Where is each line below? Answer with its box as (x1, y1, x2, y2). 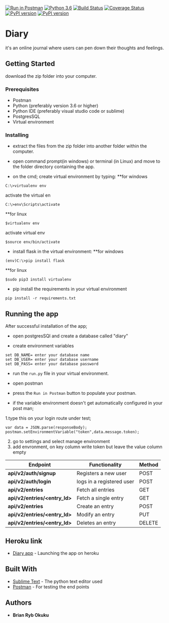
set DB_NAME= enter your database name (5, 353, 90, 358)
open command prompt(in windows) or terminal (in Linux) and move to (12, 158, 161, 165)
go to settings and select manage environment (12, 439, 110, 445)
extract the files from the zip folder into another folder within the (12, 143, 147, 149)
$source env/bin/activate (5, 239, 60, 245)
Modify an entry (76, 511, 115, 518)
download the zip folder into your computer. (5, 73, 97, 79)
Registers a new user (76, 470, 127, 477)
